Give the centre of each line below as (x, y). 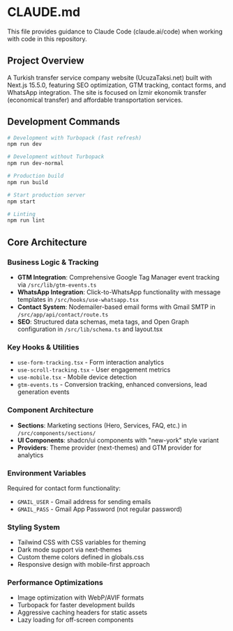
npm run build (28, 182)
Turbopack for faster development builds (76, 605)
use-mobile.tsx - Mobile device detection (77, 377)
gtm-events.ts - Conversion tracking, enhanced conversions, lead (112, 385)
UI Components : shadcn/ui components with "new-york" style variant (118, 440)
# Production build (36, 176)
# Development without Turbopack (56, 157)
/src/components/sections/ (57, 433)
